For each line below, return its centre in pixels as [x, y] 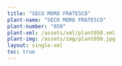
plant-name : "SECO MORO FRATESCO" [57, 20]
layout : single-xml [35, 45]
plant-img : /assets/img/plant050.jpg [61, 39]
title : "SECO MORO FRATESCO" [49, 13]
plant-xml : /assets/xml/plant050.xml [61, 33]
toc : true [21, 52]
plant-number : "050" [37, 26]
